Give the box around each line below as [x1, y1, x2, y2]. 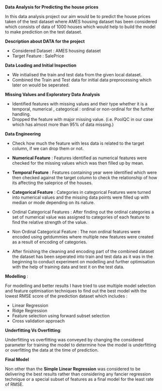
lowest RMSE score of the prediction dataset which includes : [5, 293, 128, 299]
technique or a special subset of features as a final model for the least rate [5, 376, 154, 382]
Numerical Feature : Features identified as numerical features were [12, 155, 147, 161]
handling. [12, 111, 31, 117]
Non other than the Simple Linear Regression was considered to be [5, 366, 141, 372]
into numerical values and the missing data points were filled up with [12, 194, 149, 200]
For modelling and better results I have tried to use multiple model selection [5, 283, 156, 289]
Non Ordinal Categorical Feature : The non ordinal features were [12, 229, 141, 235]
